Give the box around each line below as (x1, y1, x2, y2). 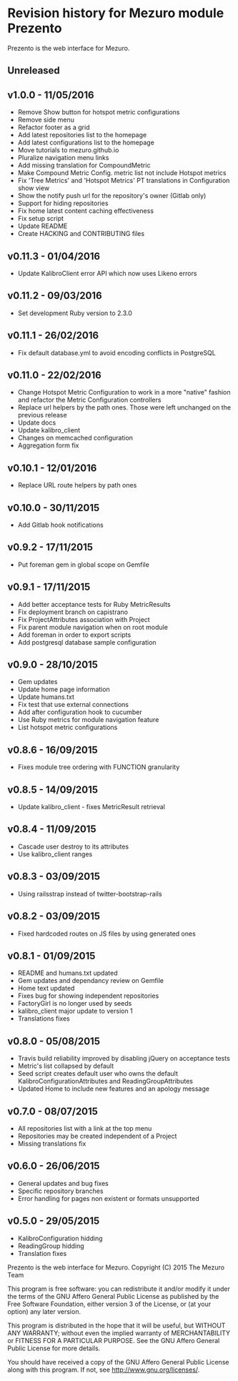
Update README (17, 222, 68, 230)
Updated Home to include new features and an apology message (17, 1084, 209, 1093)
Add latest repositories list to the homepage (17, 131, 147, 139)
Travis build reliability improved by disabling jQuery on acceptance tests (17, 1054, 230, 1063)
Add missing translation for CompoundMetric (17, 161, 151, 169)
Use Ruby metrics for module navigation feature (17, 716, 159, 724)
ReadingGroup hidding (17, 1242, 84, 1250)
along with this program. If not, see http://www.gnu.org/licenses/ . (7, 1365, 200, 1374)
